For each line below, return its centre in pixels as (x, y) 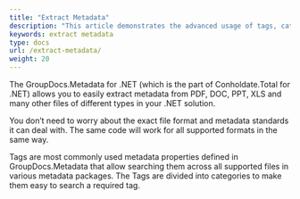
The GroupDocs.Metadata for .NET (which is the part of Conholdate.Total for (150, 84)
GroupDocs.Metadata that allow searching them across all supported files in (149, 166)
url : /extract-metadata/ (55, 51)
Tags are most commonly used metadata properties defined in (124, 157)
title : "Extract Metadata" (59, 17)
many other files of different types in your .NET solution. (112, 103)
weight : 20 (29, 59)
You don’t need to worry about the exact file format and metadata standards (149, 120)
